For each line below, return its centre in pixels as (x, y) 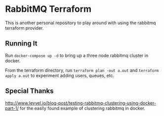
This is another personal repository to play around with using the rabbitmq (81, 23)
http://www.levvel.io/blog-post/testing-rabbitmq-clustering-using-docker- (81, 103)
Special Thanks (29, 91)
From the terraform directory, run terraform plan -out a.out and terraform (82, 70)
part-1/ (12, 108)
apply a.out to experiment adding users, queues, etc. (60, 76)
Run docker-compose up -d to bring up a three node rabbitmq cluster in (77, 55)
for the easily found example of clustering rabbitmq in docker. (82, 108)
